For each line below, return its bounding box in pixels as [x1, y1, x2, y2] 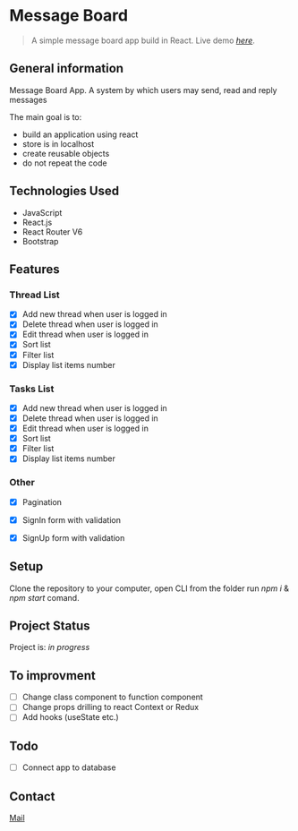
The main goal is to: [9, 111, 82, 122]
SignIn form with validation [21, 514, 121, 525]
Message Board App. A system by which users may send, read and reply [9, 84, 277, 95]
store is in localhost [21, 138, 95, 149]
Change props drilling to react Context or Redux [21, 702, 200, 713]
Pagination [21, 496, 63, 507]
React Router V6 [21, 226, 83, 237]
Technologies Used [9, 184, 119, 199]
